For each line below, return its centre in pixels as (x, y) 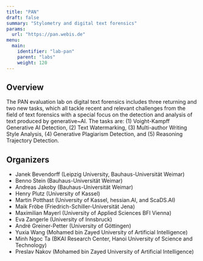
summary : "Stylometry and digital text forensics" (72, 23)
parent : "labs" (36, 57)
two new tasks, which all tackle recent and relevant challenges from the (96, 108)
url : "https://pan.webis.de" (49, 35)
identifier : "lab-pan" (46, 52)
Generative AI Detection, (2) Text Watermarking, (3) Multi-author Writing (97, 127)
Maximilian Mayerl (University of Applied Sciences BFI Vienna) (93, 213)
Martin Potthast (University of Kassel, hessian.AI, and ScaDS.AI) (95, 200)
